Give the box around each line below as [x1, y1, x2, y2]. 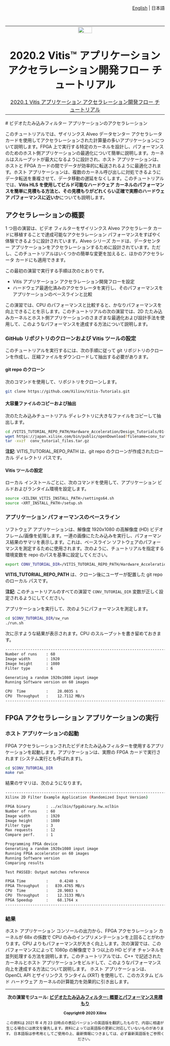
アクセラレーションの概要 [5, 211, 85, 219]
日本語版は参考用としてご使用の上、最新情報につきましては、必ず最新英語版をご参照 [13, 1031, 161, 1036]
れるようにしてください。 [14, 595, 67, 601]
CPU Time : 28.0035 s [5, 689, 78, 694]
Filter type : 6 [5, 666, 53, 671]
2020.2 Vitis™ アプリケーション [10, 49, 160, 62]
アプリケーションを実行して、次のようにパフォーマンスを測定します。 [5, 606, 151, 612]
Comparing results [5, 860, 44, 865]
